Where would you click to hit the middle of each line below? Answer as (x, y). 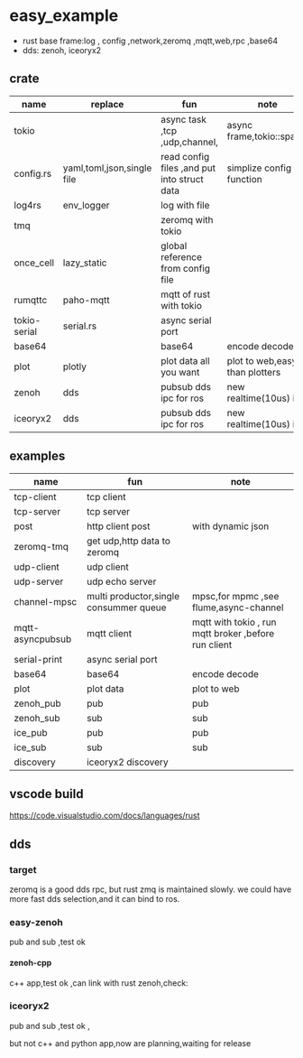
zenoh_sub (37, 718)
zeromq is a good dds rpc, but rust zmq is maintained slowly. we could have (151, 889)
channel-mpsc (46, 601)
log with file (185, 205)
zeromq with (187, 219)
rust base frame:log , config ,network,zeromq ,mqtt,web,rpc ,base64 (150, 41)
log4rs (28, 205)
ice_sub (30, 747)
